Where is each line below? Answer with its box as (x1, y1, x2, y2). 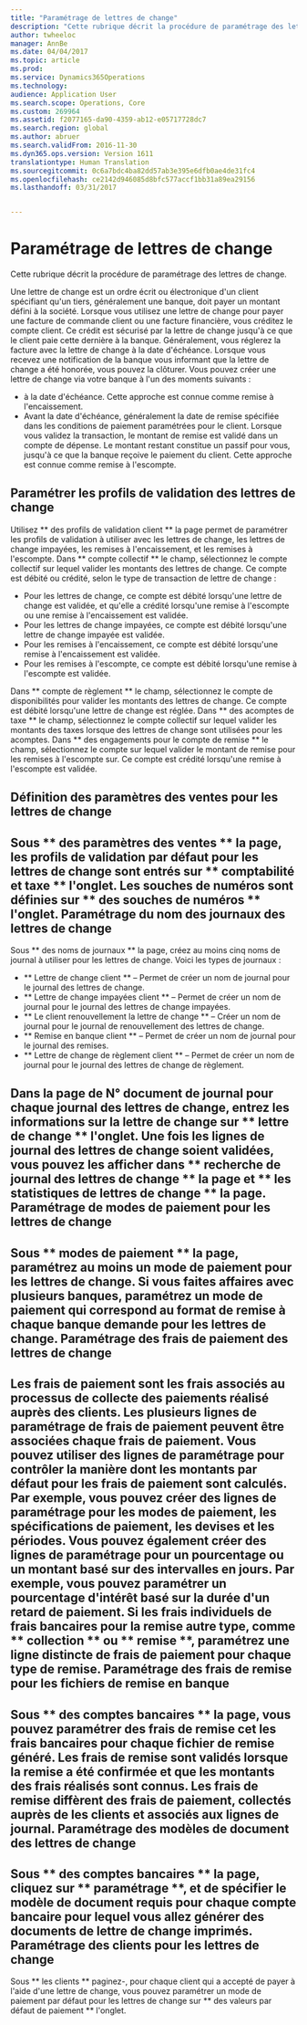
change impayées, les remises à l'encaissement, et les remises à (10, 543, 253, 554)
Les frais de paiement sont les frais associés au (10, 1376, 286, 1392)
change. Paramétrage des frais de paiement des (10, 1330, 289, 1347)
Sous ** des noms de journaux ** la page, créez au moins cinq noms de (10, 945, 281, 956)
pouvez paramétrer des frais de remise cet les (10, 1721, 277, 1736)
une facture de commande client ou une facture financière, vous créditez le (10, 316, 293, 327)
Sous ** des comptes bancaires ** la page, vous (10, 1706, 292, 1722)
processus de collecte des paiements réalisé (10, 1390, 270, 1406)
